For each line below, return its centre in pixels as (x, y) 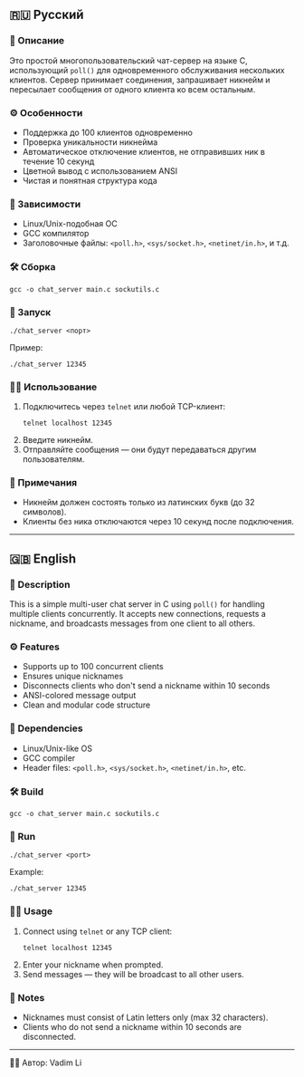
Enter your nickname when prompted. (93, 965)
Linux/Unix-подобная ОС (70, 224)
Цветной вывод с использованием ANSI (100, 170)
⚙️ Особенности (46, 112)
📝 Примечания (43, 483)
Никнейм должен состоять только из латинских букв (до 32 (138, 503)
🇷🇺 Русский (47, 15)
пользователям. (53, 459)
